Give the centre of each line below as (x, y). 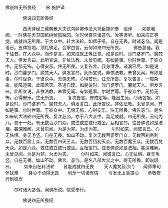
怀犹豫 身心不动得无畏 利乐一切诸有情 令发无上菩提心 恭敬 (81, 173)
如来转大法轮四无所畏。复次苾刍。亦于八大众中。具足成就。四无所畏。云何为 (84, 116)
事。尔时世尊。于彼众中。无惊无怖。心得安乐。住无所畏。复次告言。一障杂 (82, 79)
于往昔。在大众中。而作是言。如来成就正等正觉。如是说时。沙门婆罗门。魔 (82, 54)
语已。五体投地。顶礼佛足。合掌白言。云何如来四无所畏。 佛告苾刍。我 (82, 47)
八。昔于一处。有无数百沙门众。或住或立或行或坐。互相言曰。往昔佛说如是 (82, 123)
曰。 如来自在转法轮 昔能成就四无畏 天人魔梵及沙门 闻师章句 (83, 166)
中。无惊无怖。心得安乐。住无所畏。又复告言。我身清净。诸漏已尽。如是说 (82, 66)
